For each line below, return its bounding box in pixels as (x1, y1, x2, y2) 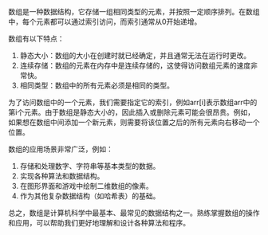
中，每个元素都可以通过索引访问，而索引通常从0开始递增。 (8, 17, 202, 26)
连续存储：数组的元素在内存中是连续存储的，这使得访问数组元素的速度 (19, 61, 251, 70)
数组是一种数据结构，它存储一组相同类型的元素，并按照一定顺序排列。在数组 (8, 7, 260, 16)
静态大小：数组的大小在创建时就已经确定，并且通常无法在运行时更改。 (19, 51, 251, 60)
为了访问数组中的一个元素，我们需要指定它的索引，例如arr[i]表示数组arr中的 (8, 98, 258, 107)
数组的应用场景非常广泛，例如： (8, 144, 113, 154)
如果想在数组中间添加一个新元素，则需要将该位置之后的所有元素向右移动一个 (8, 118, 260, 127)
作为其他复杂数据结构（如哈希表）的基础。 (19, 191, 160, 201)
